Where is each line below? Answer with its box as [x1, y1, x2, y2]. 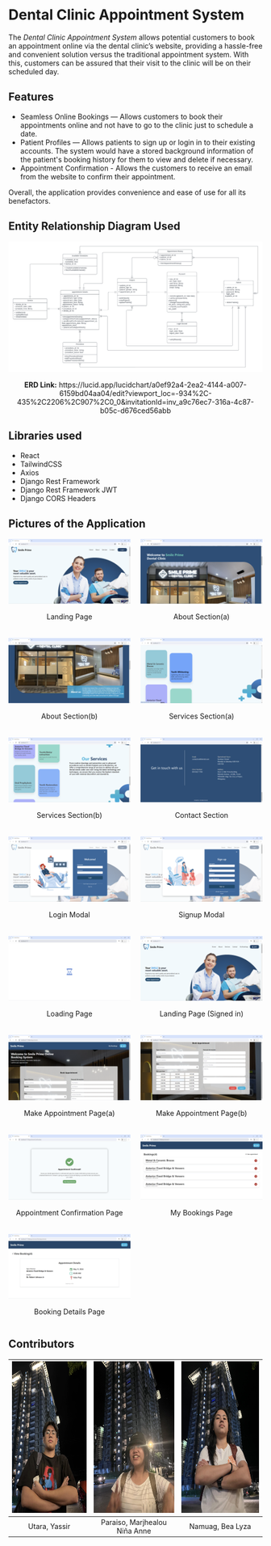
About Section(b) [41, 711, 98, 721]
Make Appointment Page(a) [23, 1108, 115, 1118]
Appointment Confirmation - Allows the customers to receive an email [19, 163, 252, 173]
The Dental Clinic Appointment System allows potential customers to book [8, 32, 256, 42]
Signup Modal [178, 909, 225, 919]
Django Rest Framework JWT [19, 485, 118, 495]
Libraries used [8, 429, 82, 443]
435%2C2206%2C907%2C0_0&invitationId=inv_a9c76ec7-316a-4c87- [17, 397, 254, 407]
